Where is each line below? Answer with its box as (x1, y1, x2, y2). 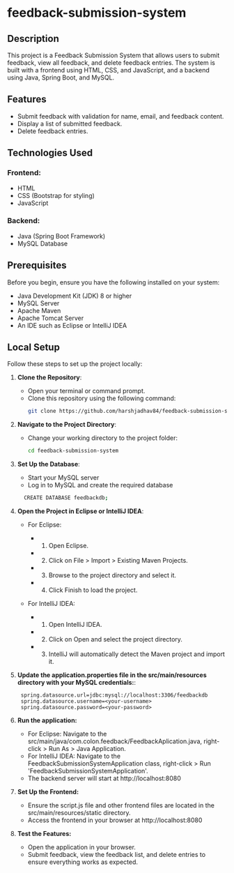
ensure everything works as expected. (27, 858, 138, 866)
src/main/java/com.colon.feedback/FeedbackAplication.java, (27, 737, 203, 745)
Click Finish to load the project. (48, 586, 138, 594)
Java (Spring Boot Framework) (17, 231, 106, 240)
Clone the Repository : (17, 373, 82, 381)
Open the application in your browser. (27, 843, 136, 851)
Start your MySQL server (27, 473, 100, 482)
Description (7, 33, 59, 45)
